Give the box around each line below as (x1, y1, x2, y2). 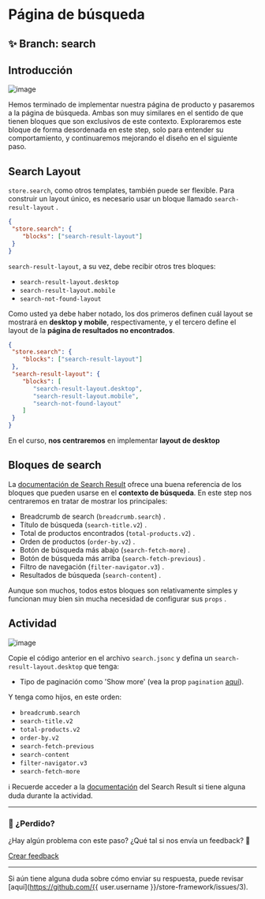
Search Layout (8, 164, 81, 178)
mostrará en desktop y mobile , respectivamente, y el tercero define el (8, 317, 237, 327)
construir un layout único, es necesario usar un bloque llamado (8, 194, 213, 204)
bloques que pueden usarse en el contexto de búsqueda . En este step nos (8, 488, 252, 497)
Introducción (8, 63, 73, 77)
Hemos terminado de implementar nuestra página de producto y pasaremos (8, 100, 255, 110)
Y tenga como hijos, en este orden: (8, 692, 122, 702)
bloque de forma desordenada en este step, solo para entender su (8, 125, 224, 135)
